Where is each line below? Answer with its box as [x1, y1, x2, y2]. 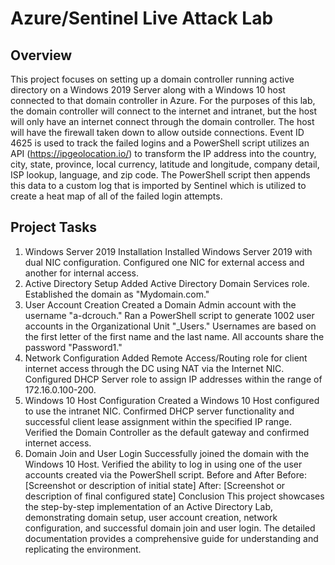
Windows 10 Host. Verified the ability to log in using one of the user [24, 458, 303, 470]
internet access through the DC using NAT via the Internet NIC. [24, 362, 285, 374]
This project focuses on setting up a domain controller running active [10, 73, 295, 85]
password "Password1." [24, 341, 123, 353]
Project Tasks [10, 219, 98, 236]
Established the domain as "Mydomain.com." [24, 288, 210, 300]
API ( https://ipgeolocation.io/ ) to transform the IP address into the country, [10, 148, 317, 159]
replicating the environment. [24, 543, 142, 555]
